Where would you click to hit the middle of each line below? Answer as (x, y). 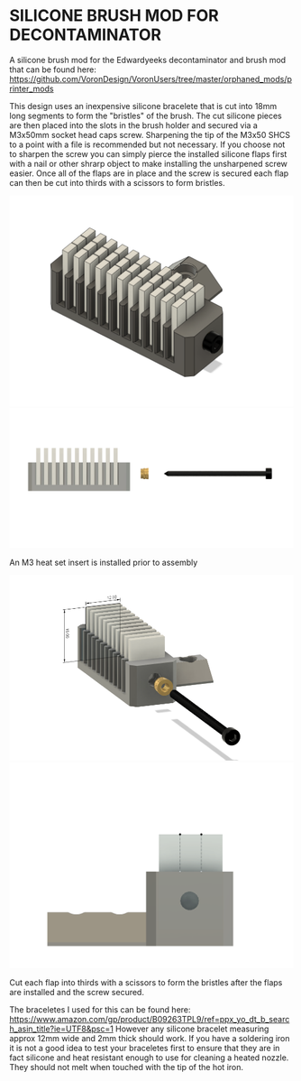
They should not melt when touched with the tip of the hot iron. (127, 1067)
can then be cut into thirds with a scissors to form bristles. (117, 182)
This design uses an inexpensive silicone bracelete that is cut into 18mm (143, 106)
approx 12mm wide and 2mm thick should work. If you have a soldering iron (150, 1038)
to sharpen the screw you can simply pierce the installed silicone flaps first (148, 153)
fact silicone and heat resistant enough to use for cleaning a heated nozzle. (149, 1058)
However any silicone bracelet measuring (192, 1029)
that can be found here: (53, 69)
